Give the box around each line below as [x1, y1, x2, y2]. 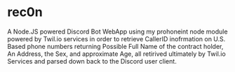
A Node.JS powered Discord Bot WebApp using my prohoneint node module [7, 27, 228, 36]
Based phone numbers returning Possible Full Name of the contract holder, [7, 42, 224, 50]
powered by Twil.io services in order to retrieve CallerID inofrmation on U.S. [7, 34, 226, 43]
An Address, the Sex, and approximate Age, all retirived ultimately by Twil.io [7, 50, 226, 58]
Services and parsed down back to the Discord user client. [7, 57, 177, 65]
